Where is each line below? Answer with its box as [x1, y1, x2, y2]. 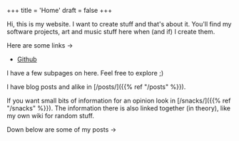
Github [16, 55, 37, 63]
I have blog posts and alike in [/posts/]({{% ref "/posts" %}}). [6, 83, 186, 91]
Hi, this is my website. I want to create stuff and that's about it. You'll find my [6, 20, 232, 28]
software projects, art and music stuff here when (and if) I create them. [6, 28, 215, 36]
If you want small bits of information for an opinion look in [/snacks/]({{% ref [6, 96, 231, 105]
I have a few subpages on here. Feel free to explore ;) [6, 69, 164, 77]
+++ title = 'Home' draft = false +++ [6, 6, 112, 14]
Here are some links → [6, 41, 73, 49]
